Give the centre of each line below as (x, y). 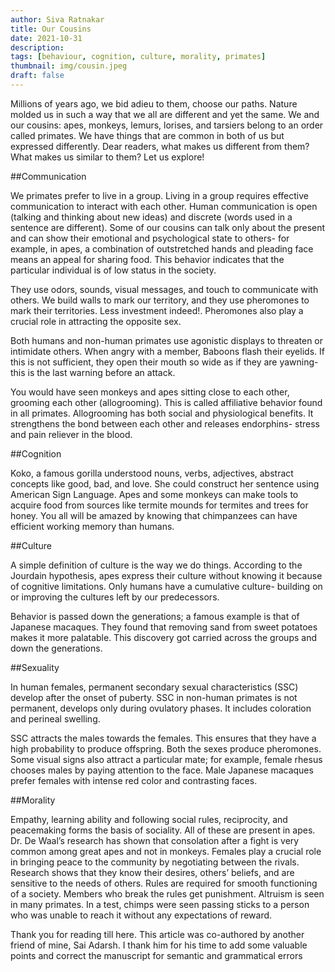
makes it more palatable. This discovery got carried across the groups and (163, 637)
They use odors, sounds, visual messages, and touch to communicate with (164, 289)
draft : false (37, 76)
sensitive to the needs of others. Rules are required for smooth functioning (164, 883)
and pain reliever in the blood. (71, 434)
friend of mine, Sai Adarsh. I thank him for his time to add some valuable (159, 945)
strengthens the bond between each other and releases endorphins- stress (165, 423)
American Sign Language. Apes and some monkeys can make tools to (154, 494)
